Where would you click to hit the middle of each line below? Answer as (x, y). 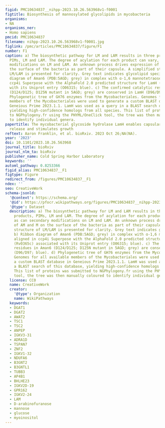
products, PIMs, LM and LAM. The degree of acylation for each (80, 216)
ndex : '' (14, 184)
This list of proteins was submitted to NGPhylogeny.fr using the (83, 271)
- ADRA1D (18, 340)
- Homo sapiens (21, 33)
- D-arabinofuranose (30, 404)
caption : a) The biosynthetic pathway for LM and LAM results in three (80, 55)
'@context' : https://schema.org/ (44, 198)
